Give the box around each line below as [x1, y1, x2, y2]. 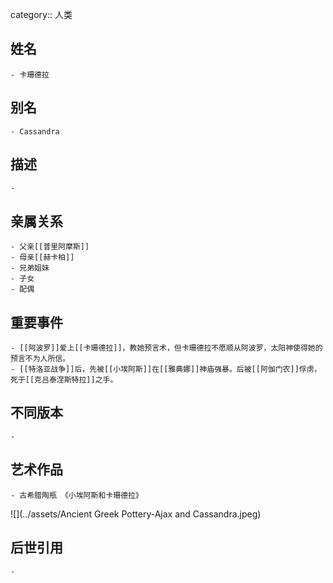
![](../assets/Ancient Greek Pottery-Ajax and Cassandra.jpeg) [10, 508, 262, 520]
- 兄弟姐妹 [10, 263, 50, 273]
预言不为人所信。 [10, 354, 71, 364]
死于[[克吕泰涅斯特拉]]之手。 [10, 375, 118, 385]
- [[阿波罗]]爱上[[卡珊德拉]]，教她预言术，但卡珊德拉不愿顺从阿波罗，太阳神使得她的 [10, 343, 323, 353]
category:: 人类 [10, 9, 73, 20]
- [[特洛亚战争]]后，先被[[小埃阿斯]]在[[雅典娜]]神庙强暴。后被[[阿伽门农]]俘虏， [10, 364, 322, 375]
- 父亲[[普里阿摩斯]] [10, 242, 90, 252]
